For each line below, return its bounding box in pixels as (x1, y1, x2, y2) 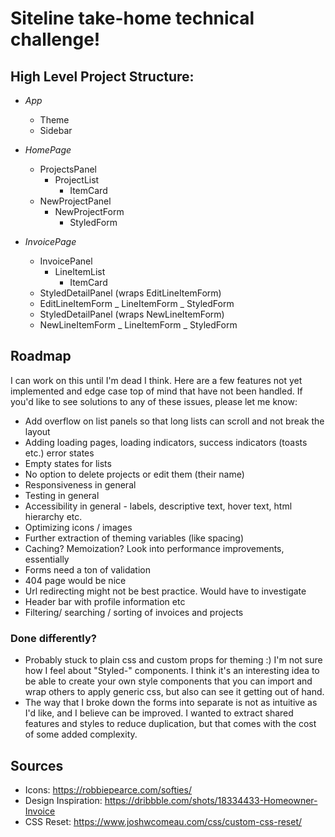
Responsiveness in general (24, 478, 137, 491)
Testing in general (24, 489, 100, 501)
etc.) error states (24, 447, 95, 459)
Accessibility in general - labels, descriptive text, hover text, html (24, 500, 293, 512)
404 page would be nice (24, 574, 127, 586)
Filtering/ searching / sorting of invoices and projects (24, 606, 244, 618)
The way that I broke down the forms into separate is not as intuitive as (24, 697, 318, 709)
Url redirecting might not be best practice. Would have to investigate (24, 585, 307, 597)
